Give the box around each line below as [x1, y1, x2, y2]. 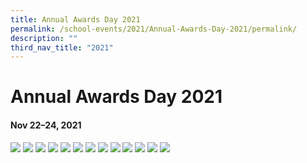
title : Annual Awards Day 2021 [10, 14, 141, 25]
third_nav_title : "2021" [10, 42, 114, 53]
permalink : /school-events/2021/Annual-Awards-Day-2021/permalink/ [10, 24, 298, 34]
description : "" [10, 33, 78, 43]
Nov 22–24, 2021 [10, 119, 82, 131]
